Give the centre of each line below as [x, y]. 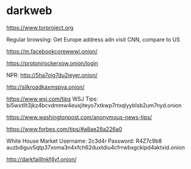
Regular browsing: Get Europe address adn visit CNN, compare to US [93, 39]
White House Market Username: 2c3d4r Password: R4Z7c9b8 [84, 141]
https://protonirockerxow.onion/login [52, 63]
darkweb [29, 11]
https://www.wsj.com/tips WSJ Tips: [52, 99]
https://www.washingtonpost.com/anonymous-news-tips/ [79, 117]
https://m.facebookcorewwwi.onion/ [52, 51]
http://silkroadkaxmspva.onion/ [45, 87]
